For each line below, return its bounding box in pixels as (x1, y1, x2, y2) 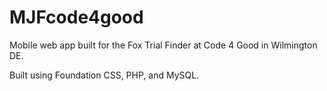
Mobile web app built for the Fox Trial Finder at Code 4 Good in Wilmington (9, 39, 318, 51)
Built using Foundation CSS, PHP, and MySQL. (9, 69, 200, 81)
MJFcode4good (9, 6, 144, 29)
